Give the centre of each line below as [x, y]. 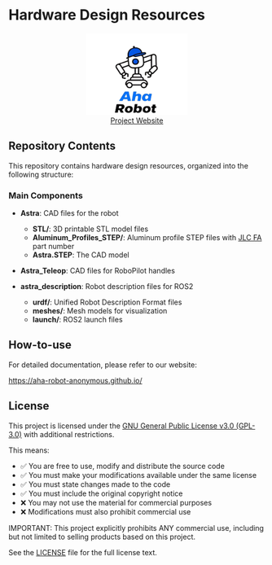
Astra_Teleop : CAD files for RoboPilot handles [97, 270]
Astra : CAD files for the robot [70, 212]
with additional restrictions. [69, 434]
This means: [29, 450]
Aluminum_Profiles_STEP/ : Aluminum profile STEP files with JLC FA [147, 237]
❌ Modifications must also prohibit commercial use [105, 511]
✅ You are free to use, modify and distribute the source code [123, 466]
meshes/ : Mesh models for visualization [100, 310]
